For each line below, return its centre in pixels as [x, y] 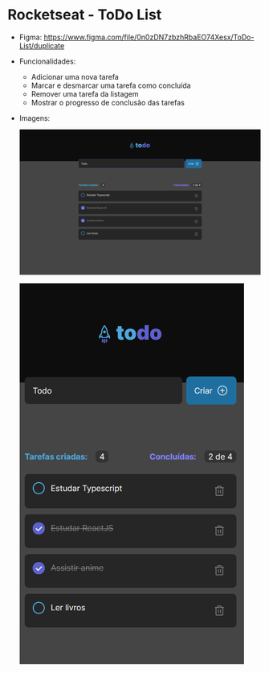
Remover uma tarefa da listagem [85, 93]
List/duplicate [42, 45]
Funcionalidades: [47, 61]
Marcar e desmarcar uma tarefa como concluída [111, 85]
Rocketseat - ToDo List [85, 15]
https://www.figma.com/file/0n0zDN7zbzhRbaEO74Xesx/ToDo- [149, 37]
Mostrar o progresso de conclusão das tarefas [108, 102]
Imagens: [35, 118]
